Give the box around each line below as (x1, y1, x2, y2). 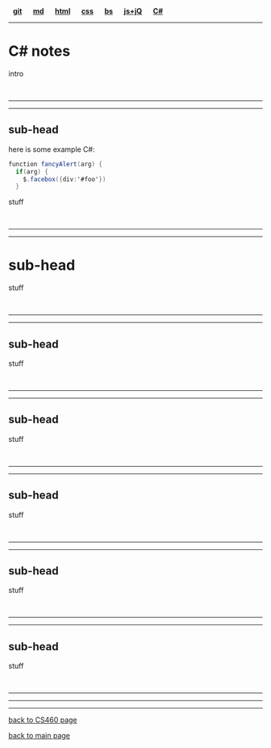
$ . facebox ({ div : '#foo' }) (23, 175, 106, 183)
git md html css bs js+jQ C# (13, 6, 164, 15)
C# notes (8, 42, 71, 61)
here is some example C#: (8, 144, 95, 154)
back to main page (8, 731, 71, 741)
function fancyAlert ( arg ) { (8, 160, 103, 168)
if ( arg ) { (15, 167, 48, 175)
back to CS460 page (8, 715, 77, 725)
